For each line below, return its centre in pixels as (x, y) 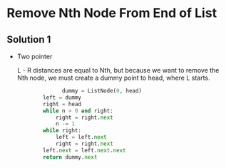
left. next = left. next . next (84, 150)
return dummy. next (70, 157)
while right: (62, 131)
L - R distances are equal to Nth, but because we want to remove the (118, 70)
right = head (62, 104)
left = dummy (62, 98)
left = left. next (81, 137)
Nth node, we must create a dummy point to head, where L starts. (114, 78)
